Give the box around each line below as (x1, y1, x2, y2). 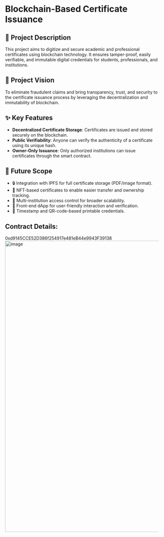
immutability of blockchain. (5, 99, 60, 105)
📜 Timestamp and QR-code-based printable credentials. (12, 208, 125, 214)
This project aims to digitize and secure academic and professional (5, 47, 140, 52)
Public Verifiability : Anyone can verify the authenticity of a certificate (12, 137, 153, 143)
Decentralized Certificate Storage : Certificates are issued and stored (12, 126, 153, 133)
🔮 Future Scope (5, 167, 53, 175)
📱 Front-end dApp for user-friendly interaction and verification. (12, 203, 139, 209)
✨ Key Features (5, 114, 53, 122)
